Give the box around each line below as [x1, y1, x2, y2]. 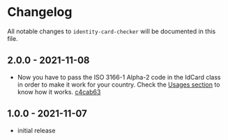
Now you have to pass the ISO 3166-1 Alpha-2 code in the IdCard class [17, 73, 221, 81]
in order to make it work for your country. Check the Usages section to [17, 80, 220, 89]
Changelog [7, 4, 73, 20]
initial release [17, 126, 56, 134]
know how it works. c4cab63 [17, 87, 101, 96]
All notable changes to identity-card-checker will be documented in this [7, 27, 216, 35]
